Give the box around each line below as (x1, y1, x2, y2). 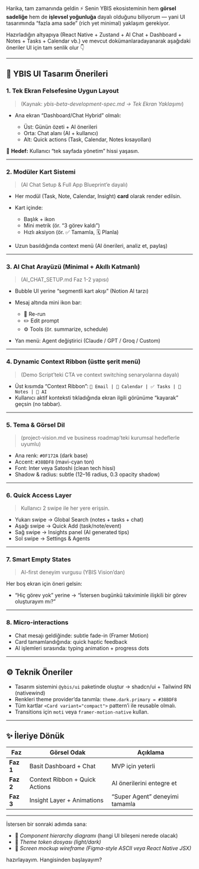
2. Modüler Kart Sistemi (6, 168, 76, 176)
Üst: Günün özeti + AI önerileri (23, 123, 98, 130)
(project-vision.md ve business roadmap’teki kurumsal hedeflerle (20, 434, 180, 441)
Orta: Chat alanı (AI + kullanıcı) (23, 129, 99, 136)
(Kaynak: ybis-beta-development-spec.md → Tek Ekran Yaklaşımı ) (20, 100, 184, 107)
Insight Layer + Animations (29, 796, 104, 804)
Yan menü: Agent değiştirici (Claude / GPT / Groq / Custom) (14, 337, 161, 344)
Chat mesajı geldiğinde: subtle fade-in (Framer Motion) (14, 632, 149, 639)
